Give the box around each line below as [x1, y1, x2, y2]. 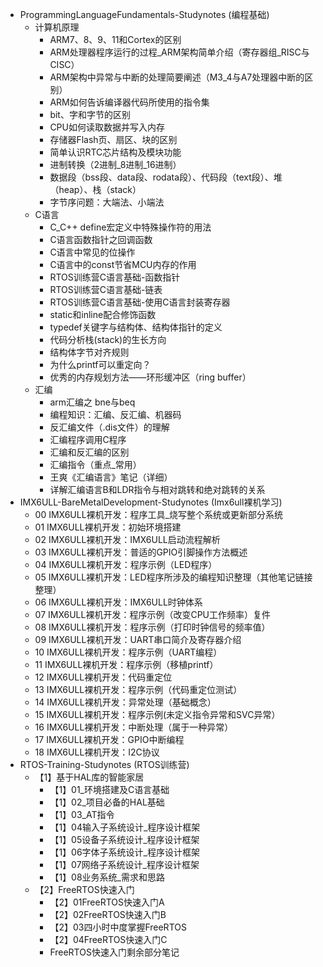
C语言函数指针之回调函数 [49, 234, 153, 245]
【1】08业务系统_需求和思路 [49, 871, 165, 883]
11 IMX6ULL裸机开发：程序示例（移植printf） [34, 659, 219, 670]
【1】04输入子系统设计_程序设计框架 [49, 821, 201, 833]
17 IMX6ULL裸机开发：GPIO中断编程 [34, 734, 185, 745]
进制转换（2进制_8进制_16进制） [49, 159, 182, 170]
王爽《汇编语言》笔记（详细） [49, 471, 173, 483]
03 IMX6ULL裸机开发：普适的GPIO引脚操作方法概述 [34, 546, 248, 558]
